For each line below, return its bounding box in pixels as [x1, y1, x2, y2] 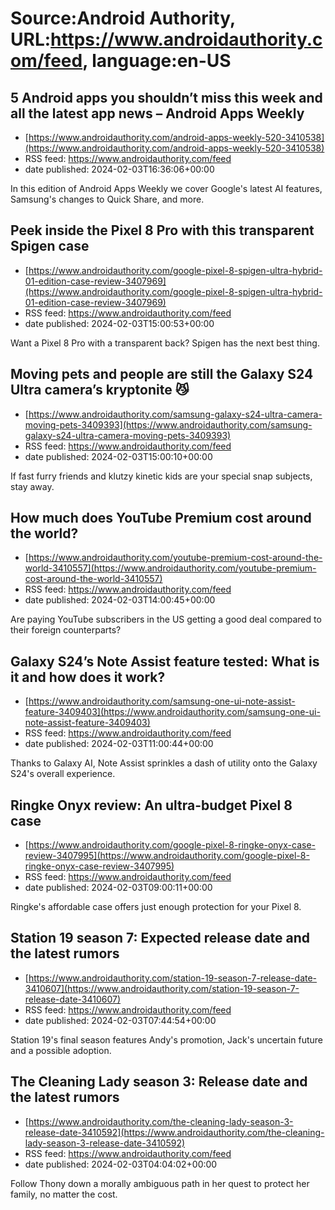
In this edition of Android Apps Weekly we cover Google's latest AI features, [10, 183, 323, 194]
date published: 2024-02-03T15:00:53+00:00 [24, 317, 215, 329]
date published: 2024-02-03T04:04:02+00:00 [24, 1158, 218, 1170]
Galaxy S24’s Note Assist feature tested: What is [10, 653, 320, 670]
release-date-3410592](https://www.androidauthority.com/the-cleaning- [24, 1126, 325, 1138]
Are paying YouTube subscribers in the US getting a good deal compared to [10, 613, 322, 626]
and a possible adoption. [10, 1044, 112, 1056]
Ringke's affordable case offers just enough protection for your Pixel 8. [10, 901, 302, 913]
